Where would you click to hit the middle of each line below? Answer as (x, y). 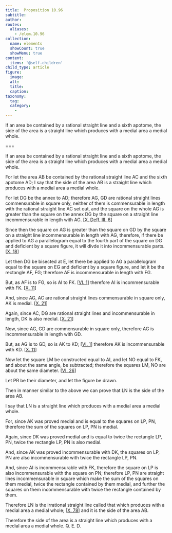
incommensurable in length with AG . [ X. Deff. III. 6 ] (59, 220)
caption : (19, 91)
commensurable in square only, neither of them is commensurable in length (85, 203)
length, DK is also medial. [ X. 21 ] (39, 319)
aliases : (19, 29)
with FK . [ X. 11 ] (21, 288)
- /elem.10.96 (30, 34)
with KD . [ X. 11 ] (21, 350)
